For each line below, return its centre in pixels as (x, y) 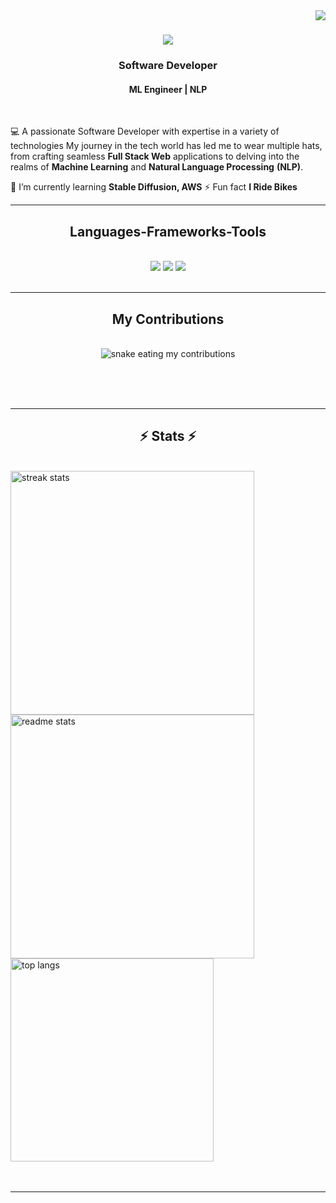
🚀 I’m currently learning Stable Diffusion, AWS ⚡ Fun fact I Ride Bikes (154, 187)
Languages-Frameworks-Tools (168, 231)
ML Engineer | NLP (168, 89)
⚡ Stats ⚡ (168, 436)
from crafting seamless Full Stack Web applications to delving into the (155, 156)
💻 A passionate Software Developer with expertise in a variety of (145, 131)
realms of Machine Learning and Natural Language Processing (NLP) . (157, 167)
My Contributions (168, 319)
